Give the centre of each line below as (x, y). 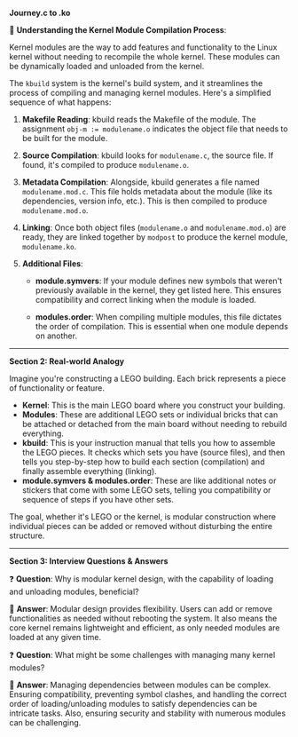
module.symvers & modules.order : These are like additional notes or (149, 480)
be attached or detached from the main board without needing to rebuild (154, 424)
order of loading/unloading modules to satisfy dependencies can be (133, 704)
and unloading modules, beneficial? (74, 591)
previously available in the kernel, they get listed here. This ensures (158, 290)
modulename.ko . (49, 246)
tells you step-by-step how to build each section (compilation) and (143, 462)
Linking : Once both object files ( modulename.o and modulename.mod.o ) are (154, 227)
